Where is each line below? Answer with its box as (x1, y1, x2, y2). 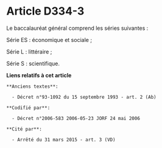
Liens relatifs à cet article (6, 71, 72, 79)
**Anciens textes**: (6, 83, 59, 90)
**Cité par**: (6, 126, 43, 132)
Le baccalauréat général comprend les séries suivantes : (6, 24, 149, 32)
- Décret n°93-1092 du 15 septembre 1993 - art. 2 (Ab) (12, 94, 157, 100)
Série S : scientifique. (6, 60, 60, 67)
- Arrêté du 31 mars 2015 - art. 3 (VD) (12, 136, 116, 143)
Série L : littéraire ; (6, 48, 52, 55)
